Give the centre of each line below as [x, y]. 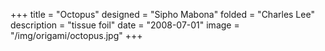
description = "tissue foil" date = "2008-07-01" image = [125, 25]
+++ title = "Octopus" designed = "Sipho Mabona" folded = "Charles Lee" [162, 14]
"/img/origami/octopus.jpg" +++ [76, 35]
